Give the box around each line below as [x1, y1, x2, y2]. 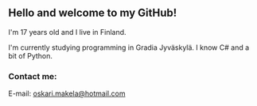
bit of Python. [8, 51, 53, 60]
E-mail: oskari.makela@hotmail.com [8, 89, 126, 98]
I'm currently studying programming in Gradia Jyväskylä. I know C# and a [8, 43, 250, 52]
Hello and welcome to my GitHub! [8, 6, 177, 20]
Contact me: [8, 70, 57, 81]
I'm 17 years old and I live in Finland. [8, 27, 127, 36]
